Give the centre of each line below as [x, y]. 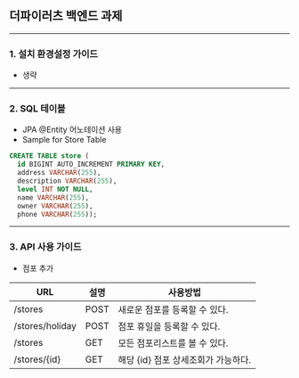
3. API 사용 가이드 [45, 247]
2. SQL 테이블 [37, 109]
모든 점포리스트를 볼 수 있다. [173, 343]
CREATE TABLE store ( [49, 156]
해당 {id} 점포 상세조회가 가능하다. [185, 359]
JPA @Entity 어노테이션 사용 [72, 130]
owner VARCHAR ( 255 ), [55, 206]
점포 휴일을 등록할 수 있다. [169, 326]
